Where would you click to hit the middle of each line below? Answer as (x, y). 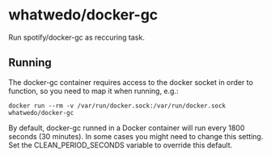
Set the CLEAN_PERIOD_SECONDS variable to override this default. (121, 145)
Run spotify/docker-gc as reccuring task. (77, 37)
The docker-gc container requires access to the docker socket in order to (131, 82)
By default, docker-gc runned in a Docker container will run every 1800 (127, 128)
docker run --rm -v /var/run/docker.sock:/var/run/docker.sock (117, 106)
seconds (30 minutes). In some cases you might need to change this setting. (136, 136)
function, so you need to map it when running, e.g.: (93, 91)
